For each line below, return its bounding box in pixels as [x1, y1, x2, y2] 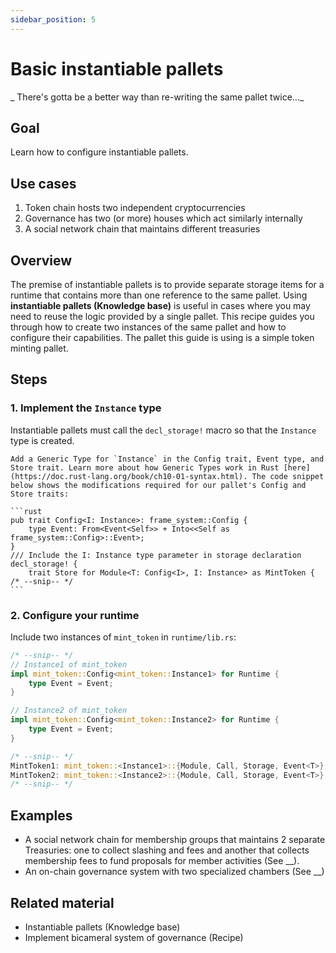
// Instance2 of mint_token [10, 706, 128, 716]
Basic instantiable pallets [10, 57, 224, 80]
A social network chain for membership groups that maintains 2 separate [24, 834, 326, 846]
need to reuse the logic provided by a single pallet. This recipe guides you [10, 311, 315, 322]
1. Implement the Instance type [10, 401, 162, 415]
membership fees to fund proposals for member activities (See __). [24, 855, 300, 867]
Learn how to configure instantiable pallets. [10, 146, 189, 158]
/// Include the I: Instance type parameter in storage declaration [10, 550, 302, 560]
